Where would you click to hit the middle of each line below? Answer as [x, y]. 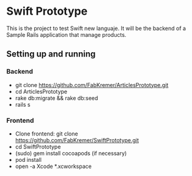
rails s [23, 104]
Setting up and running [51, 54]
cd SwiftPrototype [38, 147]
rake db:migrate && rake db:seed [57, 98]
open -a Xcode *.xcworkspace [53, 166]
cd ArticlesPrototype [41, 91]
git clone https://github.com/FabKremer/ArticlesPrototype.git [92, 85]
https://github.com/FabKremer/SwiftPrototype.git [77, 140]
